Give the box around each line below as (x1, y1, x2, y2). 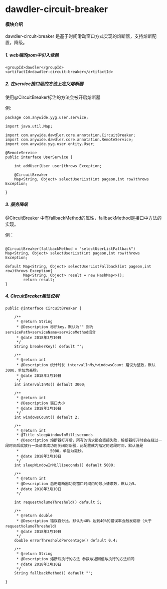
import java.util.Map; (5, 124, 53, 129)
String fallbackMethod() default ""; (14, 571, 93, 576)
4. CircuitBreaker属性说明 (5, 293, 59, 299)
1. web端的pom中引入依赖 (5, 52, 59, 58)
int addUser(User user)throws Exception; (14, 164, 102, 169)
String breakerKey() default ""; (14, 344, 84, 349)
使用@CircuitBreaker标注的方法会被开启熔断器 (5, 94, 101, 100)
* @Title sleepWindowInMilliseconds (16, 432, 93, 438)
